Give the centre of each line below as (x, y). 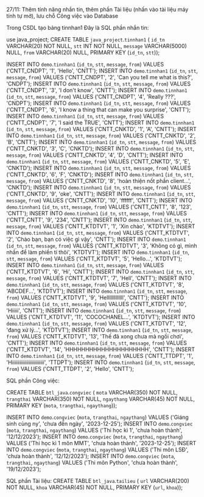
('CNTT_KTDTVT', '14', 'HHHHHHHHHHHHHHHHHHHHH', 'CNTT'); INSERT (101, 349)
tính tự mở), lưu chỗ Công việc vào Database (62, 16)
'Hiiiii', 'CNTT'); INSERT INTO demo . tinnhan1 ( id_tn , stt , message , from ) (94, 310)
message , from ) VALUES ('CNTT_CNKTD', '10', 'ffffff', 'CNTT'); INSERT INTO (100, 200)
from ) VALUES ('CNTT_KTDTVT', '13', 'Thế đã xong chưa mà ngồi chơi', (95, 336)
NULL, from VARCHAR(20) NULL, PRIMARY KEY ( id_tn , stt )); (83, 52)
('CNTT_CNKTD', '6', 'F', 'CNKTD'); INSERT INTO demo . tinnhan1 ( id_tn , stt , (100, 174)
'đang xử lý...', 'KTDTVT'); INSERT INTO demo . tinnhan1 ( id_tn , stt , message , (100, 330)
